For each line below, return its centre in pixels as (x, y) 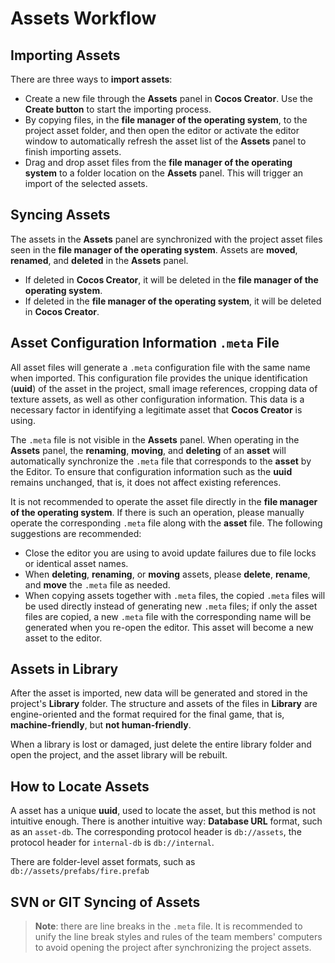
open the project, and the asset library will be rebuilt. (119, 755)
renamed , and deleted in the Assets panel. (99, 260)
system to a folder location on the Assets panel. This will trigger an (164, 173)
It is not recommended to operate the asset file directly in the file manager (164, 501)
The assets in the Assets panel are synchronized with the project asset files (166, 239)
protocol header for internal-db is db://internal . (112, 843)
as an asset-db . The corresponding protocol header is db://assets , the (156, 832)
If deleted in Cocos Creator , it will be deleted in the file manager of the (171, 279)
